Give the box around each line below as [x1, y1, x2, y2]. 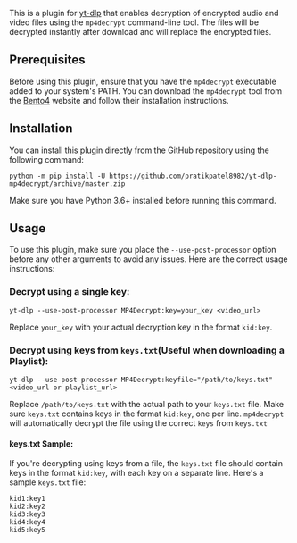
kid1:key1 [9, 495, 46, 504]
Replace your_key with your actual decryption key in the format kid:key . [9, 322, 273, 332]
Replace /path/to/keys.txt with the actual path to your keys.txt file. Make [9, 399, 285, 410]
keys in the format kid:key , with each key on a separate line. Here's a [9, 468, 264, 479]
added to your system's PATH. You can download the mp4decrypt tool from [9, 85, 283, 96]
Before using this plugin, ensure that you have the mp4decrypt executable [9, 76, 276, 87]
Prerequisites [9, 53, 86, 68]
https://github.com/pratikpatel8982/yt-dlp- [108, 171, 277, 180]
